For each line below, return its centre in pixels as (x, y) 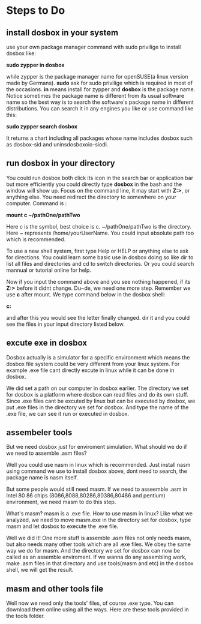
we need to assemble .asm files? (46, 453)
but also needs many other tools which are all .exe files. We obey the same (98, 544)
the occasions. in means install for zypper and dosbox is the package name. (101, 89)
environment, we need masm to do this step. (61, 502)
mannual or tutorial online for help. (49, 270)
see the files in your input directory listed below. (65, 324)
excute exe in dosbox (47, 343)
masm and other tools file (55, 589)
